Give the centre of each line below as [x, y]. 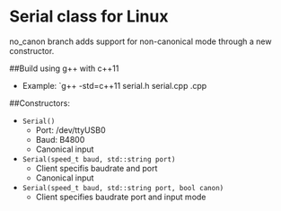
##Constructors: [40, 103]
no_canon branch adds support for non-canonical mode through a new [140, 41]
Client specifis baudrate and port [97, 168]
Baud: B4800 [60, 139]
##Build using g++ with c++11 [64, 68]
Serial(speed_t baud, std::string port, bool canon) [123, 188]
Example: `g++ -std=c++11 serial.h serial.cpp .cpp [114, 85]
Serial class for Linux [89, 17]
